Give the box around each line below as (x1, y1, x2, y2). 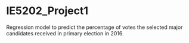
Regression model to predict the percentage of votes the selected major (6, 24, 183, 31)
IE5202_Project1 (6, 4, 88, 18)
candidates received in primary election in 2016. (6, 29, 124, 37)
